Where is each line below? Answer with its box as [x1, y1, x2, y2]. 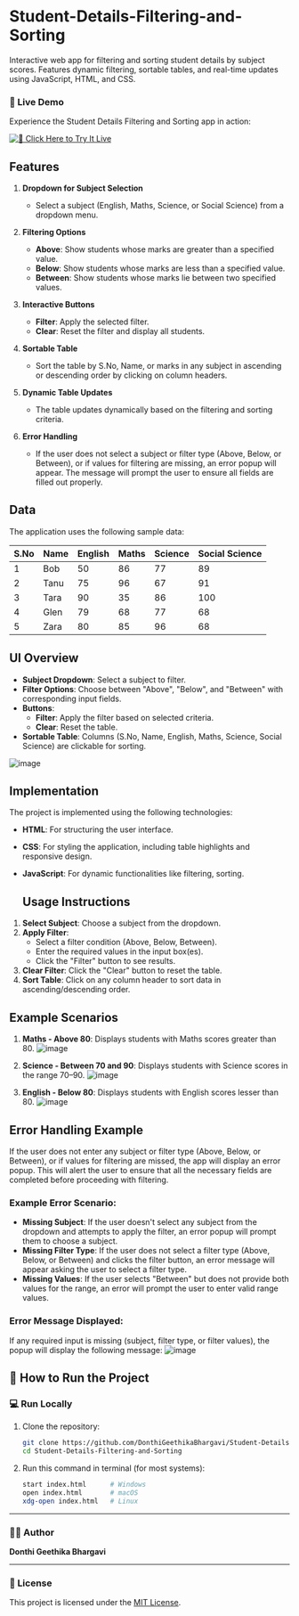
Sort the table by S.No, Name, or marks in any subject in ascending [35, 361, 282, 371]
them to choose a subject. [21, 1236, 118, 1246]
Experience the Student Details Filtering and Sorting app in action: [9, 116, 252, 127]
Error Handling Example [9, 1122, 144, 1138]
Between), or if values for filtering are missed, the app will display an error [9, 1155, 281, 1166]
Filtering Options [21, 227, 86, 238]
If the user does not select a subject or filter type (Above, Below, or [35, 448, 282, 460]
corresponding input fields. [21, 693, 122, 704]
